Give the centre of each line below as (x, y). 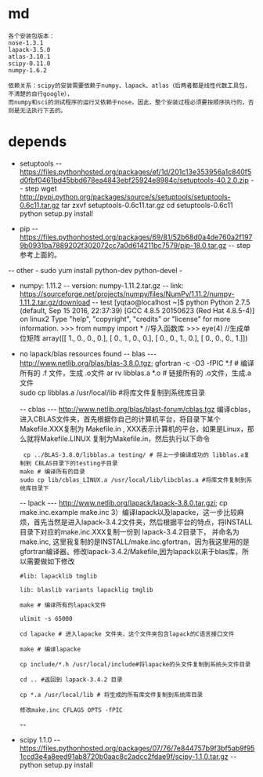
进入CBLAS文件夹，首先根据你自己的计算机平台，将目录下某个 (120, 419)
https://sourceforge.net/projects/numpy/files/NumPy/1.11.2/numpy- (127, 294)
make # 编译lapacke (50, 649)
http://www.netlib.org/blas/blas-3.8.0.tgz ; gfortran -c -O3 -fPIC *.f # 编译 (137, 363)
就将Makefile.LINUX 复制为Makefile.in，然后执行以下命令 (118, 438)
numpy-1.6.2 (27, 70)
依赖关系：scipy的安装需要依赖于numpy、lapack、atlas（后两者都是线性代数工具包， (130, 86)
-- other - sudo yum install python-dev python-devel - (95, 270)
